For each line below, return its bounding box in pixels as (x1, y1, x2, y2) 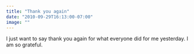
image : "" (6, 19, 31, 25)
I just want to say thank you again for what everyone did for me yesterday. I (6, 35, 188, 42)
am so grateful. (6, 41, 43, 48)
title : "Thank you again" (6, 8, 69, 15)
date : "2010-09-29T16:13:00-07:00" (6, 14, 93, 20)
